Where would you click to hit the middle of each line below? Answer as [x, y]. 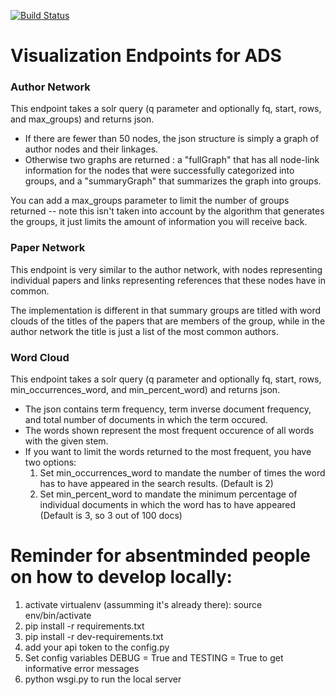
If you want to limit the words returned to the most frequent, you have [168, 452]
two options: [50, 462]
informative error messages [82, 669]
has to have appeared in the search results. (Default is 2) [156, 484]
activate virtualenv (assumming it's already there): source [143, 605]
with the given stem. [66, 441]
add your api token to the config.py [97, 647]
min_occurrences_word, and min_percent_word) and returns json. [145, 390]
